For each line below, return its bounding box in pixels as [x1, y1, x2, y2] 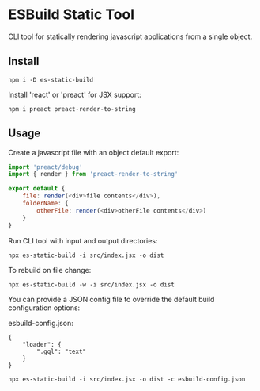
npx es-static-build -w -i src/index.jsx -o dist [8, 280, 175, 289]
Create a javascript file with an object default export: [8, 148, 179, 157]
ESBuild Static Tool [8, 6, 135, 24]
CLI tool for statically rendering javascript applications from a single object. [8, 32, 253, 41]
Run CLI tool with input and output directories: [8, 236, 158, 245]
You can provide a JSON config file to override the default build [8, 294, 215, 304]
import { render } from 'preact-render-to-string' [8, 171, 179, 178]
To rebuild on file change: [8, 265, 92, 274]
